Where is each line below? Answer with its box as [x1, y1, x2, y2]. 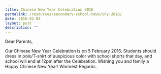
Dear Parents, [5, 38, 33, 44]
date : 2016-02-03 [5, 16, 41, 21]
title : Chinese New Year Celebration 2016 [5, 7, 94, 12]
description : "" [5, 25, 38, 30]
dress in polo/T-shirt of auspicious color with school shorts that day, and [5, 53, 153, 59]
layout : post [5, 20, 32, 26]
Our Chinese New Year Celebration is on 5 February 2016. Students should [5, 48, 157, 54]
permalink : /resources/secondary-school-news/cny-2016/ [5, 12, 122, 17]
